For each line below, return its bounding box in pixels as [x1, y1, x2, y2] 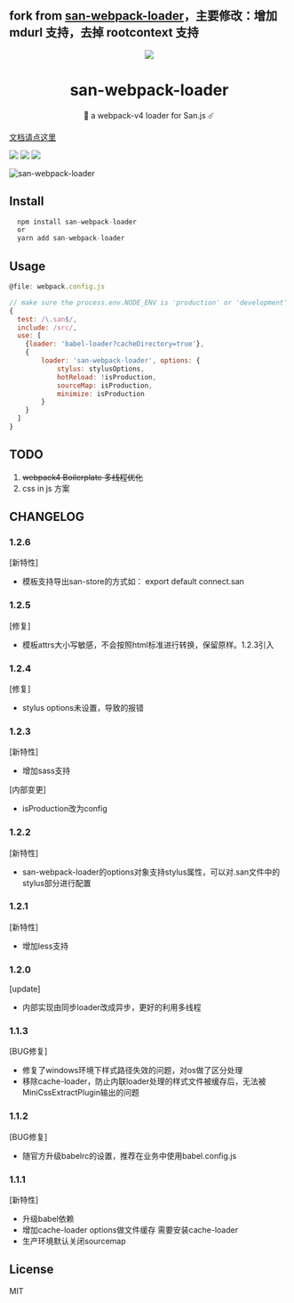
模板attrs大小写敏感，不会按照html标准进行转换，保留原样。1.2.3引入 [21, 639, 274, 650]
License [9, 1262, 54, 1277]
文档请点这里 [9, 132, 56, 143]
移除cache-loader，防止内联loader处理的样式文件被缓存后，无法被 [21, 1076, 266, 1087]
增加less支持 [21, 941, 69, 951]
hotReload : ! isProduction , [56, 372, 157, 381]
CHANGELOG [9, 509, 84, 525]
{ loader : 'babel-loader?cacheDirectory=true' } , [25, 339, 204, 349]
